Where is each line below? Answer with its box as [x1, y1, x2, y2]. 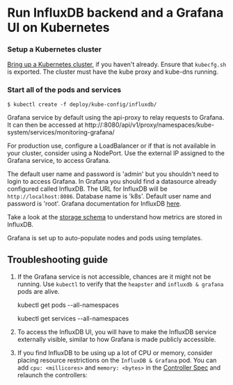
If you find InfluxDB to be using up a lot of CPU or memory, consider [17, 348, 214, 356]
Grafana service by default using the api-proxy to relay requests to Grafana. [7, 113, 225, 121]
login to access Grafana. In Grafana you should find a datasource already [7, 177, 217, 185]
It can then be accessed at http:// [7, 120, 103, 129]
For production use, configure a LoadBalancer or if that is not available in [7, 141, 216, 150]
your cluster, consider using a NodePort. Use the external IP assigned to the [7, 148, 225, 157]
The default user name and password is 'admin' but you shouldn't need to [7, 169, 219, 178]
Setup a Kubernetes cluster [7, 45, 102, 54]
